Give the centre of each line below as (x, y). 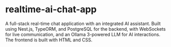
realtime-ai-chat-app (51, 9)
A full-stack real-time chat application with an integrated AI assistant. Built (83, 24)
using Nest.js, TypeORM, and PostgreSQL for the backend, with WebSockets (85, 29)
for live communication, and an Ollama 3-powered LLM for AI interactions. (83, 34)
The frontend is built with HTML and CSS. (49, 40)
